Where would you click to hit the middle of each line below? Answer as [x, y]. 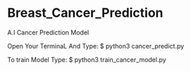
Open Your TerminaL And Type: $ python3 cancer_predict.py [96, 46]
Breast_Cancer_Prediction [85, 13]
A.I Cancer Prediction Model [48, 32]
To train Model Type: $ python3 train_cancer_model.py [87, 59]
